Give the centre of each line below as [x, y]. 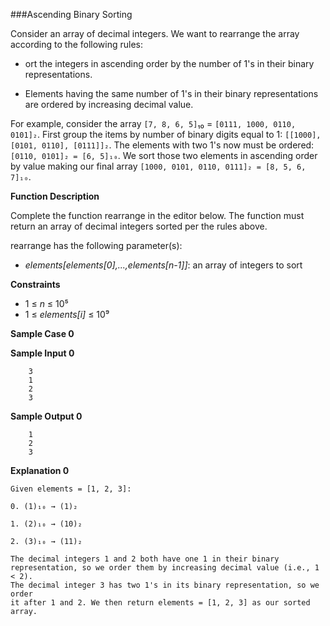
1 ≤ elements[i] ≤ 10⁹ [67, 314]
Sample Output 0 [46, 416]
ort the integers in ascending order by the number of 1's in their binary [169, 63]
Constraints [35, 284]
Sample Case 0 [42, 333]
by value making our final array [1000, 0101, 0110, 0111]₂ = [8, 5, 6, [158, 166]
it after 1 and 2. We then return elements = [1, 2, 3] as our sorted [160, 603]
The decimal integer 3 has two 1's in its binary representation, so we [165, 585]
